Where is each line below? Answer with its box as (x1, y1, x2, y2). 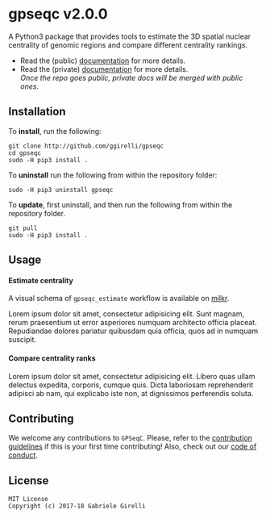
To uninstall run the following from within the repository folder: (8, 170, 218, 180)
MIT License (8, 495, 48, 503)
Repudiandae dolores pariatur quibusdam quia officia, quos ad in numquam (8, 326, 259, 336)
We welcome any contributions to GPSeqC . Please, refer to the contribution (8, 433, 252, 443)
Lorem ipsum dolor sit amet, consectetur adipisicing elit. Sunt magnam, (8, 309, 244, 319)
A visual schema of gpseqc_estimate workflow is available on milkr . (8, 294, 230, 303)
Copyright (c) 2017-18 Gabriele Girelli (8, 502, 147, 511)
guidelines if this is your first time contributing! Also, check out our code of (8, 441, 257, 452)
